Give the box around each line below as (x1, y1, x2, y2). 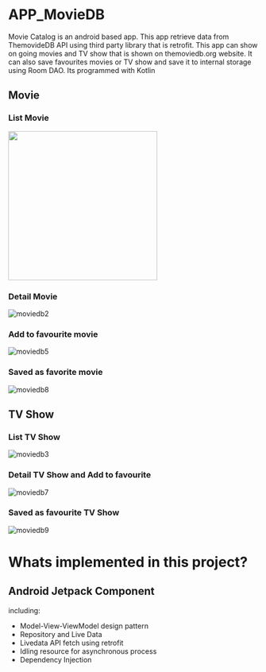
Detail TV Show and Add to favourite (8, 469, 152, 481)
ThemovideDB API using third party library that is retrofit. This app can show (8, 40, 258, 49)
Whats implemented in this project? (8, 553, 249, 571)
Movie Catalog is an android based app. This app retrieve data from (8, 32, 229, 41)
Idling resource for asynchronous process (19, 646, 157, 656)
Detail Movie (8, 291, 58, 302)
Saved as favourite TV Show (8, 507, 120, 518)
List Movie (8, 113, 49, 124)
